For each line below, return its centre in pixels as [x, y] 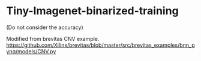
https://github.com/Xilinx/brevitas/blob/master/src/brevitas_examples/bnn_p [100, 45]
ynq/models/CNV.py [31, 51]
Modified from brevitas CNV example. [53, 38]
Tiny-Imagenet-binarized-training [92, 11]
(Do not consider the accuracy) [45, 27]
